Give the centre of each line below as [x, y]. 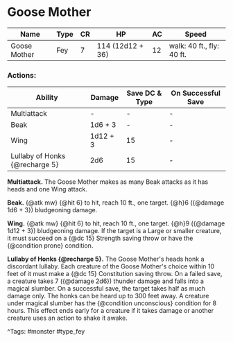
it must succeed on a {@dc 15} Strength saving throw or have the [100, 238]
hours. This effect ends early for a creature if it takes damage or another [110, 311]
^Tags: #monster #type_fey [46, 332]
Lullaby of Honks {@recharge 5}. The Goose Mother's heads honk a [106, 259]
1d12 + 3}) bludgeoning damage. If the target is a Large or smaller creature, [114, 231]
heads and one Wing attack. [48, 189]
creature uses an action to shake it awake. [68, 318]
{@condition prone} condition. [50, 246]
